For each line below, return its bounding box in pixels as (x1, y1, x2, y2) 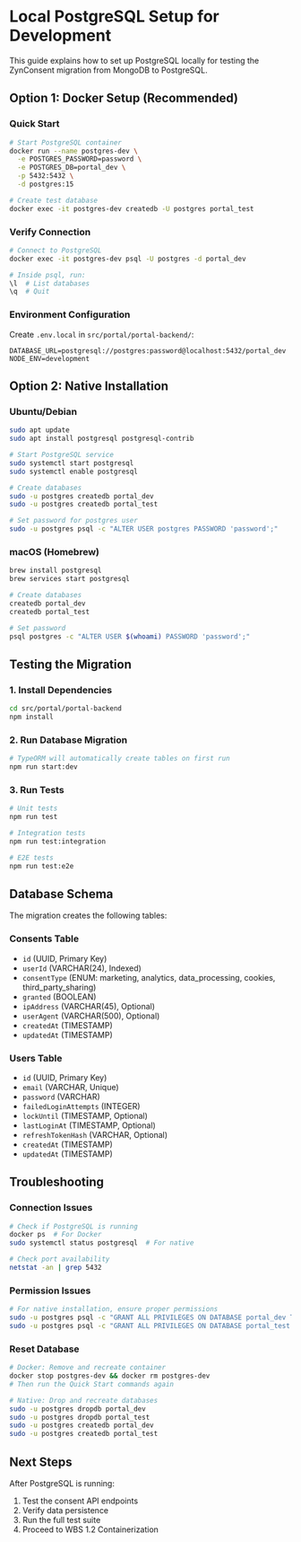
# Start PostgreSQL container (9, 137, 123, 147)
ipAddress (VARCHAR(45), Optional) (21, 1000, 155, 1011)
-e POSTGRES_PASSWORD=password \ (17, 154, 142, 163)
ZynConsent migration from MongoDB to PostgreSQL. (9, 65, 208, 75)
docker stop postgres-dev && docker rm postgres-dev (9, 1371, 211, 1380)
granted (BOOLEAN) (21, 991, 97, 1002)
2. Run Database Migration (9, 734, 128, 746)
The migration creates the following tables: (9, 910, 168, 921)
